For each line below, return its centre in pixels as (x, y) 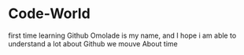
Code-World (49, 14)
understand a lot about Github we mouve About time (93, 43)
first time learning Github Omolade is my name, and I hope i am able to (122, 35)
